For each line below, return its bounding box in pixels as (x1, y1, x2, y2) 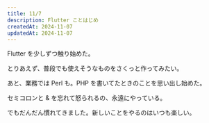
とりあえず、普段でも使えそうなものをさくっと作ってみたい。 (7, 64, 183, 73)
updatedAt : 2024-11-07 (7, 29, 73, 37)
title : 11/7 (7, 10, 42, 17)
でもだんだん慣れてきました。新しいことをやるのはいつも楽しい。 (7, 108, 196, 117)
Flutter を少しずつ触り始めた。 (7, 49, 95, 58)
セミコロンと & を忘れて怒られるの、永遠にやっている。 (7, 94, 167, 102)
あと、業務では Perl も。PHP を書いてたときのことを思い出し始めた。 (7, 79, 206, 88)
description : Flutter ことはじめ (7, 17, 99, 24)
